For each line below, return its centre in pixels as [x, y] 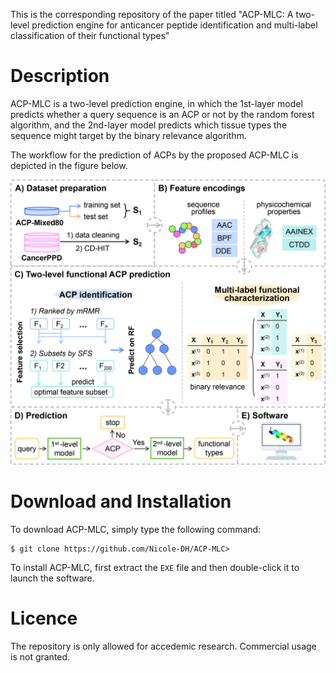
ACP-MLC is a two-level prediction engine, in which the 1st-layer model [156, 103]
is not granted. [40, 656]
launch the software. [52, 578]
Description [60, 76]
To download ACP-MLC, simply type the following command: [136, 529]
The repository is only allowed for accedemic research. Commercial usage [163, 646]
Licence [44, 618]
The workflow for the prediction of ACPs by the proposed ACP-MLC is [154, 155]
